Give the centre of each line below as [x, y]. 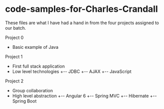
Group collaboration [33, 90]
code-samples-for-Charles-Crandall [82, 9]
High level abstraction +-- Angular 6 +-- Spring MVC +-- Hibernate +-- [84, 96]
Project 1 [14, 56]
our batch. [16, 28]
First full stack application [39, 66]
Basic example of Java [35, 47]
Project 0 [14, 37]
